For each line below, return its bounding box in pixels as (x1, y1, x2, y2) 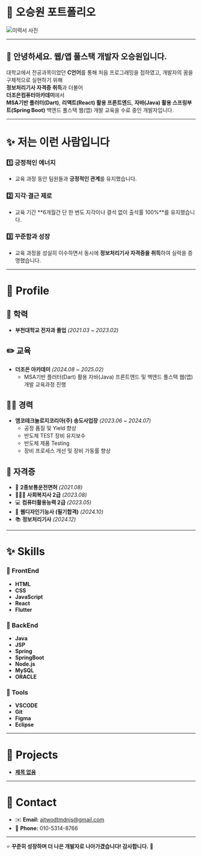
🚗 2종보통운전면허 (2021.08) (14, 483, 83, 491)
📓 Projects (6, 748, 58, 761)
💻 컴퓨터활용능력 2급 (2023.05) (14, 499, 92, 506)
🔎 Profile (6, 284, 50, 298)
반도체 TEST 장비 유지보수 (23, 432, 86, 439)
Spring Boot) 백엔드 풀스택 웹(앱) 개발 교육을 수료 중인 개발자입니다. (13, 106, 174, 113)
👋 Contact (6, 796, 57, 810)
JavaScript (14, 593, 43, 600)
